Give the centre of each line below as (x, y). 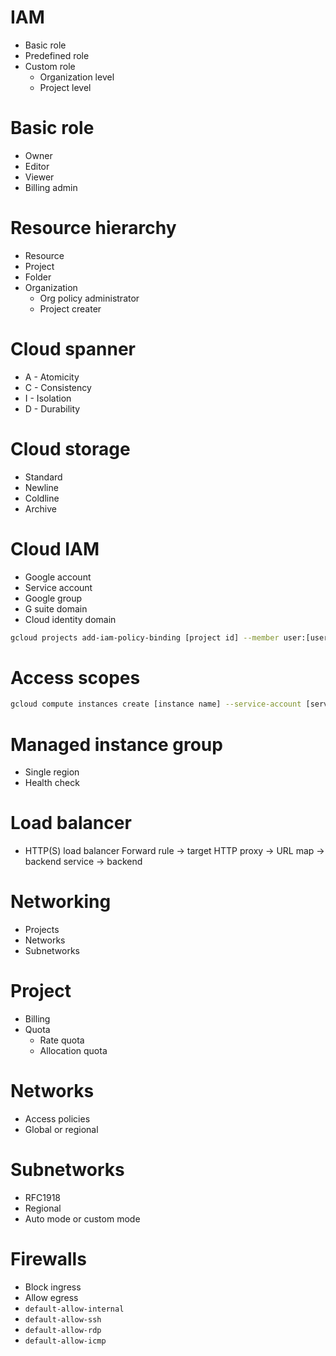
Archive (40, 508)
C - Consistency (58, 387)
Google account (58, 577)
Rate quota (62, 1040)
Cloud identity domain (70, 619)
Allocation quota (73, 1051)
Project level (65, 87)
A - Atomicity (52, 377)
